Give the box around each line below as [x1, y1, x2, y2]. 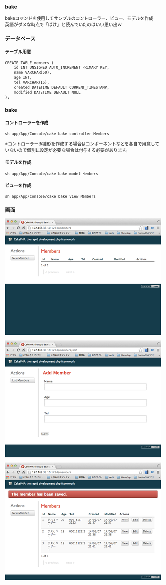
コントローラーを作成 [5, 119, 48, 125]
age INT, [14, 75, 32, 80]
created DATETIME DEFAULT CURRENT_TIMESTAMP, [14, 85, 110, 90]
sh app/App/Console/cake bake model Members [5, 171, 98, 176]
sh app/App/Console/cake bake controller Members [5, 131, 110, 136]
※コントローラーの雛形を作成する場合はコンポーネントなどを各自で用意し [5, 140, 155, 147]
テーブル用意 [5, 48, 31, 54]
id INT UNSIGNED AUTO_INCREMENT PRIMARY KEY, [14, 65, 110, 70]
